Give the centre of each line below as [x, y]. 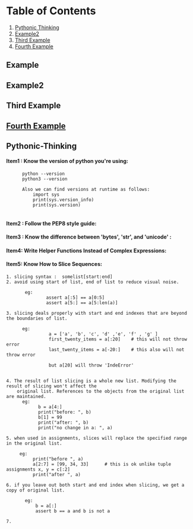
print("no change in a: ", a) [75, 428]
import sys [46, 195]
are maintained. [26, 397]
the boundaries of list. [37, 319]
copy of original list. [36, 490]
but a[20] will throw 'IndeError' [91, 365]
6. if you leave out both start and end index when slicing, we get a [95, 485]
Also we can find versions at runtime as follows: [86, 190]
